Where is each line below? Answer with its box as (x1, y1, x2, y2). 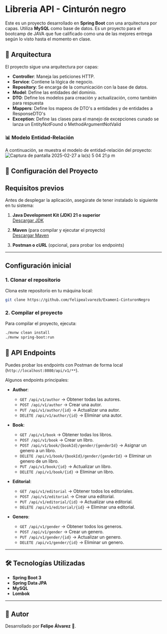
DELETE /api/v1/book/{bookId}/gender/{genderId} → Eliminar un (19, 453, 152, 459)
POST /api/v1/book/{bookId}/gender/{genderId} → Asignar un (19, 442, 147, 448)
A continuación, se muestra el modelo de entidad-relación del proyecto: (5, 147, 152, 153)
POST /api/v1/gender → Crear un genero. (19, 529, 104, 535)
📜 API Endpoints (5, 349, 56, 357)
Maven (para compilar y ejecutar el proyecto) (12, 227, 105, 233)
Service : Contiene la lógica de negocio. (12, 78, 94, 84)
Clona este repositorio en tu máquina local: (5, 287, 93, 293)
